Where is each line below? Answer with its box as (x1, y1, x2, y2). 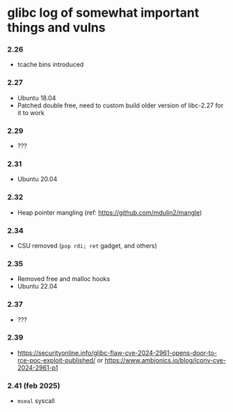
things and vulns (7, 20, 106, 36)
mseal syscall (17, 397, 55, 405)
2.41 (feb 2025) (7, 381, 61, 390)
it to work (17, 108, 45, 116)
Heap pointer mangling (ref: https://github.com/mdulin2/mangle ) (17, 208, 202, 217)
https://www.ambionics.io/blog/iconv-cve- (104, 356, 226, 364)
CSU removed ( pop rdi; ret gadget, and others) (17, 241, 158, 250)
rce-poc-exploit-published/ (17, 356, 96, 364)
